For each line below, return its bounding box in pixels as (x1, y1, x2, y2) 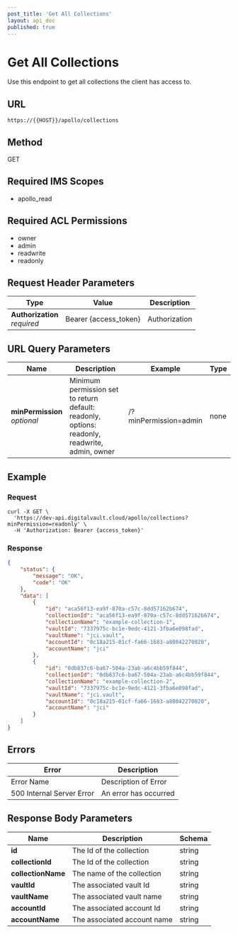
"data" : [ (20, 592, 50, 599)
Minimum (69, 376, 101, 386)
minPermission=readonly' (7, 521, 81, 528)
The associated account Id (72, 903, 161, 913)
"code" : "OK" (33, 579, 72, 586)
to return (69, 394, 98, 404)
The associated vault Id (72, 880, 150, 890)
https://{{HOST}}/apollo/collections (7, 117, 119, 124)
